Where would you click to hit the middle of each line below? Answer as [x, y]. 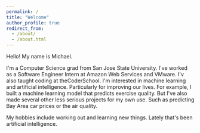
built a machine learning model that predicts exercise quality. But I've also [97, 93]
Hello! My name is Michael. [39, 56]
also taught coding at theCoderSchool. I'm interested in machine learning [96, 81]
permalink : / [22, 12]
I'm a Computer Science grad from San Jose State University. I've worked [97, 68]
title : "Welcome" [28, 17]
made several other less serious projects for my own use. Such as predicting [100, 100]
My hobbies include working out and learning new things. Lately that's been [99, 117]
